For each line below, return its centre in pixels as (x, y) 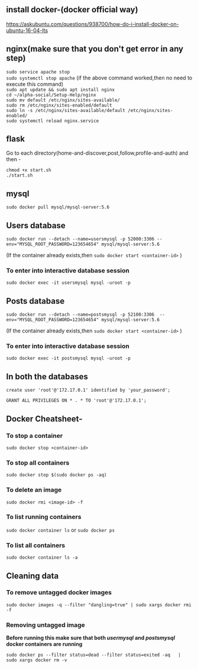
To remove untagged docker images (59, 593)
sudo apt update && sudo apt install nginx (61, 89)
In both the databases (47, 377)
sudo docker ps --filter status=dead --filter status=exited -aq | (94, 655)
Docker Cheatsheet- (44, 419)
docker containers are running (44, 644)
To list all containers (36, 545)
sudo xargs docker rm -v (37, 660)
